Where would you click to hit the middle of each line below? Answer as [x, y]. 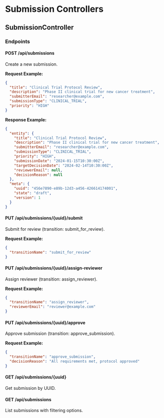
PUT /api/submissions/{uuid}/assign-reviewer [54, 268]
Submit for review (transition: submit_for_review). [55, 229]
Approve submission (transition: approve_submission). [60, 334]
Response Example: [26, 120]
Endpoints [18, 42]
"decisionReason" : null [38, 175]
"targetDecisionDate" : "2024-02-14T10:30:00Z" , [64, 166]
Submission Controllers [54, 9]
